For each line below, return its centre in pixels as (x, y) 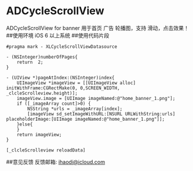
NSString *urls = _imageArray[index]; (75, 109)
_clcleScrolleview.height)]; (42, 93)
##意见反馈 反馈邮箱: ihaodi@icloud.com (55, 162)
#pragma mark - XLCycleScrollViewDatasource (62, 46)
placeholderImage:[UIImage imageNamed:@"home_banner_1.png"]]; (86, 119)
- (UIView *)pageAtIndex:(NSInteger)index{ (60, 78)
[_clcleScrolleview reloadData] (46, 150)
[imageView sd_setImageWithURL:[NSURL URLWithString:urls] (102, 114)
